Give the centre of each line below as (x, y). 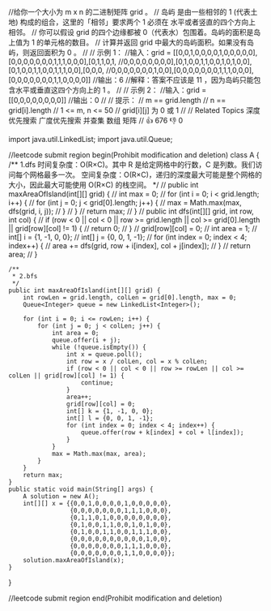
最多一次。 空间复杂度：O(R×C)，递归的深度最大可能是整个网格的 (153, 174)
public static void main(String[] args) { (81, 489)
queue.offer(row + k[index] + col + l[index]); (162, 432)
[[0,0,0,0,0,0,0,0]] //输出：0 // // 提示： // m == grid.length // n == (117, 100)
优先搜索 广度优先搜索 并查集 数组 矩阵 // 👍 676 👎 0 (96, 120)
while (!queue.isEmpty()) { (99, 347)
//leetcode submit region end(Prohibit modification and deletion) (115, 598)
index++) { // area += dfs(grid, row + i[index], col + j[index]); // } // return (129, 245)
